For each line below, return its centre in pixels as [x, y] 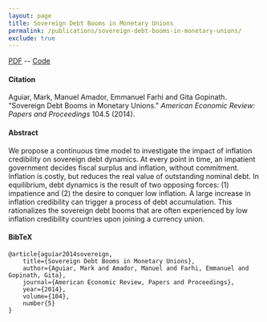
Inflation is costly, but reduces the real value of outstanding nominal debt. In [133, 176]
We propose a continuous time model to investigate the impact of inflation [130, 150]
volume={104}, [46, 296]
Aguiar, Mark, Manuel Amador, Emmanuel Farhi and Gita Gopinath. [117, 97]
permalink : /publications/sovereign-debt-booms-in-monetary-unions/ [125, 31]
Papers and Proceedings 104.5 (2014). [72, 114]
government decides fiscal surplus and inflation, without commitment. [124, 167]
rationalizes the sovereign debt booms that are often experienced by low [128, 210]
